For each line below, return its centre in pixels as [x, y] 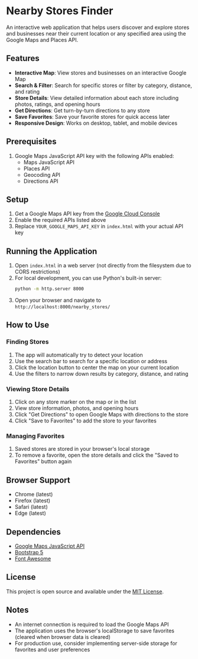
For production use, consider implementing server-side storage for [96, 643]
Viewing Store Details [38, 389]
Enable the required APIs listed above [60, 220]
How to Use [28, 325]
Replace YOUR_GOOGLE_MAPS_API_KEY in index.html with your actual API [99, 227]
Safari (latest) [31, 507]
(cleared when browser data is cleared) [63, 637]
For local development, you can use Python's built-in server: [88, 278]
